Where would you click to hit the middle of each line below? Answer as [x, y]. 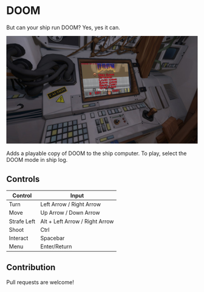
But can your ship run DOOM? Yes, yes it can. [63, 27]
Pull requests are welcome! [40, 282]
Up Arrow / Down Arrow [70, 213]
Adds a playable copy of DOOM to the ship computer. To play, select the [97, 153]
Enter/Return [56, 246]
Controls [23, 179]
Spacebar [53, 238]
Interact [19, 238]
